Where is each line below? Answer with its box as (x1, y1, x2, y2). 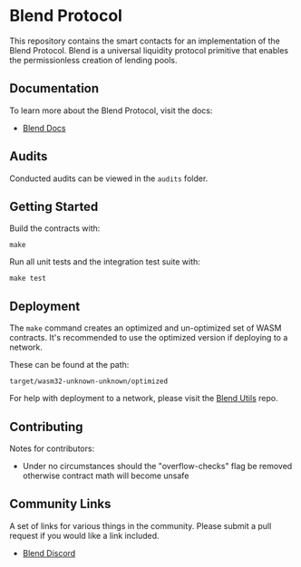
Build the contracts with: (9, 223, 101, 234)
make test (9, 274, 47, 283)
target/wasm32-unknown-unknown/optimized (9, 377, 169, 386)
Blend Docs (22, 122, 66, 133)
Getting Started (9, 198, 99, 214)
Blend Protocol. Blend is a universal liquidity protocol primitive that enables (9, 44, 288, 55)
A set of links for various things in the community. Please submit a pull (9, 520, 272, 531)
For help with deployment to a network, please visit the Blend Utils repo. (9, 393, 278, 404)
